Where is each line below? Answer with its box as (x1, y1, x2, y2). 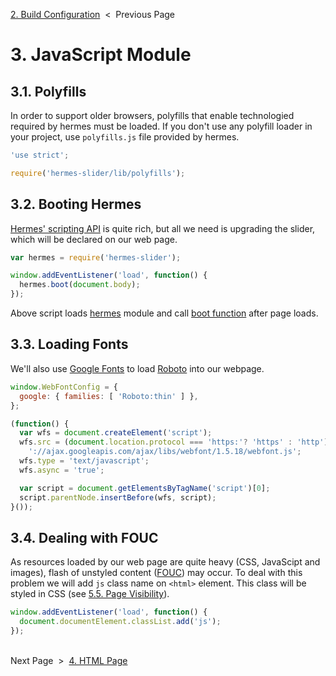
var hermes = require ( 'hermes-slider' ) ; (10, 252, 182, 263)
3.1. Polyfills (10, 83, 87, 100)
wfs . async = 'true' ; (19, 465, 105, 475)
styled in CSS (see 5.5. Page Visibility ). (10, 588, 170, 600)
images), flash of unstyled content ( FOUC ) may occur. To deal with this (10, 567, 303, 579)
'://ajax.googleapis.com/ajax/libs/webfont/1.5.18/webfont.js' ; (28, 447, 302, 457)
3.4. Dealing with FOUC (10, 529, 159, 546)
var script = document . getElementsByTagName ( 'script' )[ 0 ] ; (19, 483, 271, 493)
